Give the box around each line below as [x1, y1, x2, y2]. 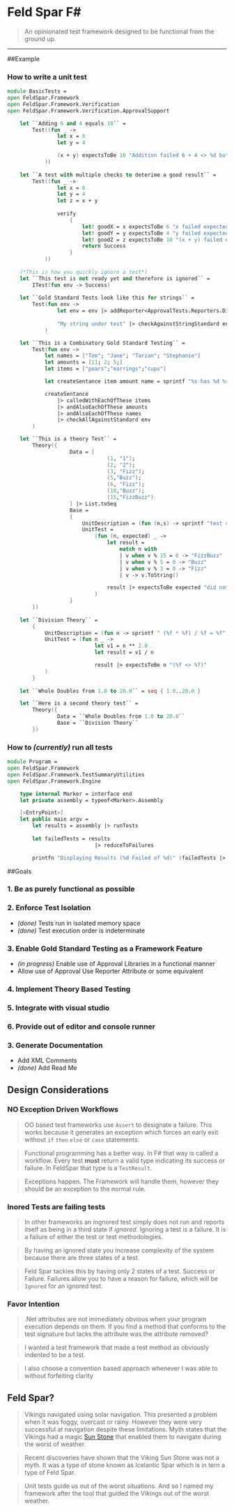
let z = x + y [56, 197, 98, 204]
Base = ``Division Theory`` [56, 719, 139, 727]
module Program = [7, 758, 58, 765]
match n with [119, 546, 157, 553]
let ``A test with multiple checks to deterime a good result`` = [19, 171, 217, 178]
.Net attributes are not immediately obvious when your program [24, 1315, 207, 1324]
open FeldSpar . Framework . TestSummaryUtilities [7, 771, 145, 778]
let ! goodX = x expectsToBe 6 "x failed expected [81, 223, 229, 230]
